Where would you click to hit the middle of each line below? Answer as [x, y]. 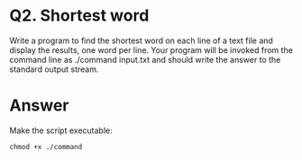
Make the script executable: [61, 130]
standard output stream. [54, 69]
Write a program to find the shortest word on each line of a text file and [141, 40]
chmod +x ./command [46, 147]
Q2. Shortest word [79, 16]
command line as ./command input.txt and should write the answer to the [145, 59]
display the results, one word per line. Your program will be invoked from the [151, 49]
